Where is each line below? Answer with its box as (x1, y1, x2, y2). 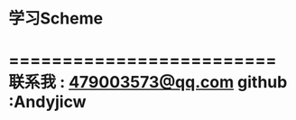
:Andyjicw (8, 92, 87, 113)
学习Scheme (8, 8, 104, 29)
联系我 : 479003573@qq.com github (8, 72, 288, 93)
